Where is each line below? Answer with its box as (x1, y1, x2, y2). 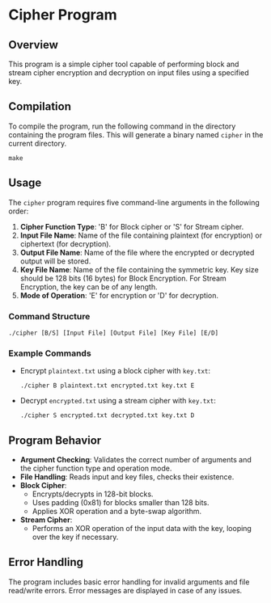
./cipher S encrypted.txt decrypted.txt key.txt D (19, 411, 195, 420)
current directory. (8, 138, 67, 148)
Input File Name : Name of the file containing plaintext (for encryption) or (19, 230, 263, 240)
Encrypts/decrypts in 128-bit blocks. (32, 489, 154, 499)
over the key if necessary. (32, 532, 119, 542)
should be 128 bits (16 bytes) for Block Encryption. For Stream (19, 273, 227, 283)
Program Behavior (8, 433, 102, 447)
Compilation (8, 99, 71, 114)
